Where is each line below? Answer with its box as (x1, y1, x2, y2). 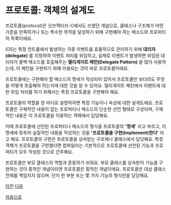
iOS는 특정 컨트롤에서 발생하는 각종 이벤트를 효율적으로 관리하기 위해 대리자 (5, 46, 156, 52)
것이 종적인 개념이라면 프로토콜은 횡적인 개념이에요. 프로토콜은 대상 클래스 (18, 166, 166, 172)
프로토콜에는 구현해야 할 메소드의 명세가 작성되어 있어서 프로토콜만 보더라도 (5, 76, 156, 82)
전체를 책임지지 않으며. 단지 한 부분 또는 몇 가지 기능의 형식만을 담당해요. (5, 172, 150, 178)
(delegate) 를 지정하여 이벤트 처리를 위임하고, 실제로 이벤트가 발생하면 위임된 (5, 52, 160, 59)
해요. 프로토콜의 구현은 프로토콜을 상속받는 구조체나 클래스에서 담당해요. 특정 (10, 136, 163, 142)
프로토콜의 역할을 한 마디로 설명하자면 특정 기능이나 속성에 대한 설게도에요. (5, 99, 154, 106)
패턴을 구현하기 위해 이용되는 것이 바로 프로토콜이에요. (21, 65, 129, 71)
